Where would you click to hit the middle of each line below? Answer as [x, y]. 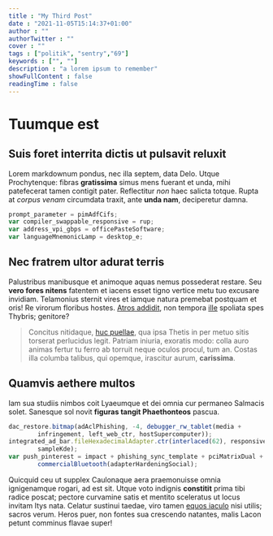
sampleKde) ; [58, 449]
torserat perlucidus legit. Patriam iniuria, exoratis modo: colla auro [139, 340]
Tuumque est [54, 124]
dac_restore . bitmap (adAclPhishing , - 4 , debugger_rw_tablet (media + [125, 426]
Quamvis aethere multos [72, 384]
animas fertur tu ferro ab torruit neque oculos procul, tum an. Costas [143, 349]
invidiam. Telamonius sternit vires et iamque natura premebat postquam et [133, 299]
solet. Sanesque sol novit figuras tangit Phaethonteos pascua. [114, 412]
